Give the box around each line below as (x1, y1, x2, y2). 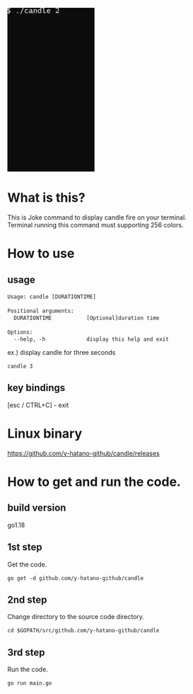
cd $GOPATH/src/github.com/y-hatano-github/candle (7, 627, 160, 635)
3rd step (7, 646, 45, 659)
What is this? (7, 190, 86, 206)
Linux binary (7, 426, 83, 441)
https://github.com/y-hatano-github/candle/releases (7, 449, 160, 457)
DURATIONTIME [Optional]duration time (13, 314, 160, 322)
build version (7, 502, 66, 514)
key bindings (7, 382, 66, 394)
